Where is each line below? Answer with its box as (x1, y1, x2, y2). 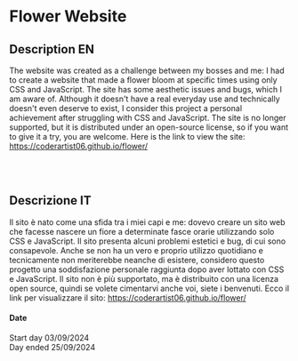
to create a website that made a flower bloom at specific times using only (9, 75, 278, 85)
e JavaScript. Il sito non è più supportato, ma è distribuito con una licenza (9, 273, 278, 284)
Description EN (9, 42, 95, 57)
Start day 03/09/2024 (9, 333, 90, 343)
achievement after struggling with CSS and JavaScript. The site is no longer (9, 113, 286, 123)
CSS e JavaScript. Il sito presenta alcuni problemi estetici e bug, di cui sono (9, 236, 286, 246)
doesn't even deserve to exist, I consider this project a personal (9, 103, 243, 113)
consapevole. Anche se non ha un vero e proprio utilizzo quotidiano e (9, 245, 264, 255)
